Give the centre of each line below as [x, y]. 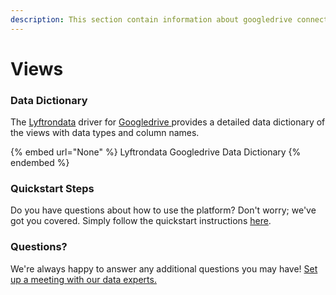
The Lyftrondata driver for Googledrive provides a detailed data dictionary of [168, 122]
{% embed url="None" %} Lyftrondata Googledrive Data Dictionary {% [156, 152]
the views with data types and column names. [105, 133]
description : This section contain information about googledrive [151, 19]
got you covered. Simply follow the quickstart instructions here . [141, 221]
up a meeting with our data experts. [83, 279]
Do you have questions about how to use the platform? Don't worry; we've [163, 210]
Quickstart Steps [52, 189]
